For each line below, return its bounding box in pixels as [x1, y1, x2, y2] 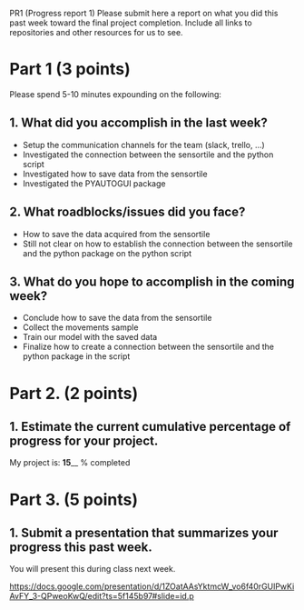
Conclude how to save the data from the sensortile [22, 313, 212, 324]
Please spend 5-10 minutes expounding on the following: [9, 88, 222, 99]
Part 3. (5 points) [9, 489, 139, 510]
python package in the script [22, 351, 131, 362]
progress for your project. [9, 433, 159, 448]
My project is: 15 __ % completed [9, 457, 131, 468]
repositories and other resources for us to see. [9, 27, 183, 37]
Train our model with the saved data [22, 332, 158, 343]
